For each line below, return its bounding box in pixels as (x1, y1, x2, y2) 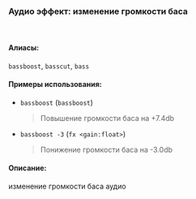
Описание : (8, 163, 47, 173)
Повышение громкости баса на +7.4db (40, 113, 175, 123)
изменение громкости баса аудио (8, 181, 127, 191)
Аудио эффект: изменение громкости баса (8, 6, 188, 17)
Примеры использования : (8, 80, 103, 89)
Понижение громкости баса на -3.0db (40, 145, 173, 154)
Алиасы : (8, 42, 39, 52)
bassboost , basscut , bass (8, 61, 90, 71)
